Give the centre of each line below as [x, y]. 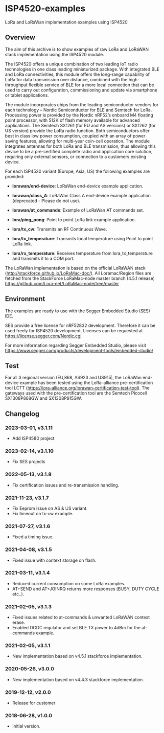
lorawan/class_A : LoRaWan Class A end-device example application [81, 195]
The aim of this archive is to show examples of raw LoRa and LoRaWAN [77, 49]
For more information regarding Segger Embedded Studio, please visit [76, 345]
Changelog [22, 414]
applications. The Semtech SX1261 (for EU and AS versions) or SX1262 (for [80, 125]
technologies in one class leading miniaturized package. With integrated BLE [82, 69]
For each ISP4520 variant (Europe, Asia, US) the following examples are [78, 171]
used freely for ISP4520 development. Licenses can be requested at [74, 330]
